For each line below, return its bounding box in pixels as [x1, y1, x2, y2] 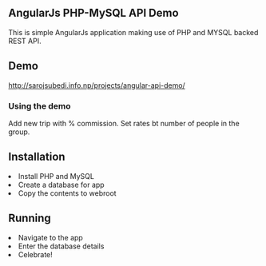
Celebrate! [18, 249, 54, 259]
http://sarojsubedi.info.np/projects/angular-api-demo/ [8, 80, 185, 90]
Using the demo [8, 100, 71, 111]
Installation [8, 150, 66, 164]
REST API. [8, 36, 42, 46]
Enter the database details [18, 241, 105, 251]
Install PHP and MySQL [18, 171, 94, 181]
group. [8, 127, 30, 137]
